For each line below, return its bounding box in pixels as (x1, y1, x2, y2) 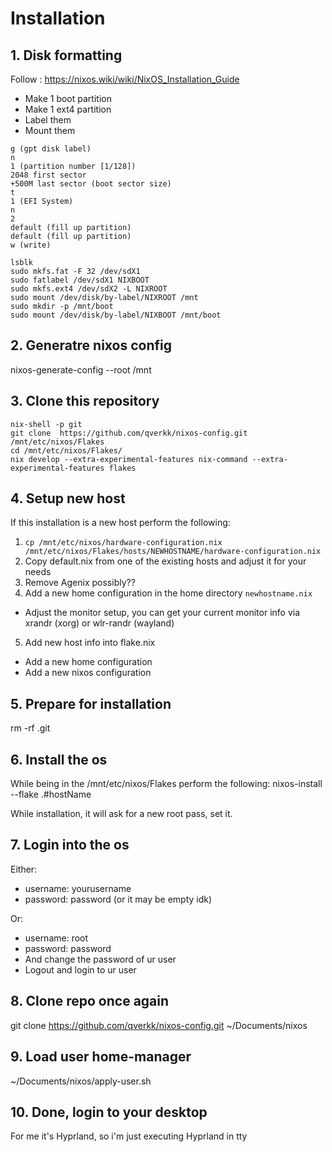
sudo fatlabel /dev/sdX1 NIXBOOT (10, 275, 150, 285)
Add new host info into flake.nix (24, 637, 156, 649)
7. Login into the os (10, 837, 130, 854)
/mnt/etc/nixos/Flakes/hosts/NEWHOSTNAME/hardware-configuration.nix (24, 547, 322, 557)
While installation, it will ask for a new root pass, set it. (10, 808, 233, 820)
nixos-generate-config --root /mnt (10, 363, 152, 376)
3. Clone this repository (10, 393, 160, 410)
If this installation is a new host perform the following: (10, 517, 231, 529)
